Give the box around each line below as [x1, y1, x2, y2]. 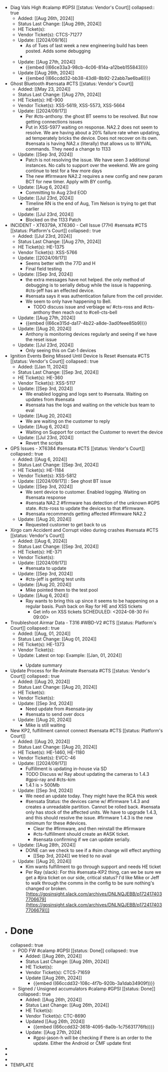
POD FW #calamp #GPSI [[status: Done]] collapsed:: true [17, 947, 138, 954]
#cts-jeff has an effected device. [25, 287, 95, 294]
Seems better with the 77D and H [25, 260, 96, 266]
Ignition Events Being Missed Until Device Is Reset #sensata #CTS [10, 353, 150, 359]
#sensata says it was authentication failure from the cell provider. [25, 293, 163, 299]
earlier [25, 206, 39, 212]
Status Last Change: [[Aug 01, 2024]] [17, 636, 97, 642]
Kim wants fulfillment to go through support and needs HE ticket [25, 863, 161, 870]
